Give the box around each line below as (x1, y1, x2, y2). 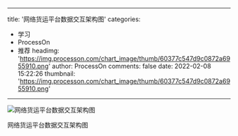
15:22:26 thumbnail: (17, 69, 76, 78)
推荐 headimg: (17, 47, 60, 55)
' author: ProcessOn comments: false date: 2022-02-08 (48, 62, 211, 70)
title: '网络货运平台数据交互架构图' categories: (7, 15, 141, 23)
